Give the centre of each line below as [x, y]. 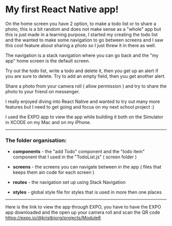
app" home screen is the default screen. [48, 60]
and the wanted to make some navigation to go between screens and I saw [84, 40]
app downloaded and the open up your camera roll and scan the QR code [83, 212]
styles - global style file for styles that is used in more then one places [87, 192]
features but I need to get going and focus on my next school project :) [80, 107]
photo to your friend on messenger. [43, 91]
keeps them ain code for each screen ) [53, 172]
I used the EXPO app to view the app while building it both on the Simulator [84, 117]
